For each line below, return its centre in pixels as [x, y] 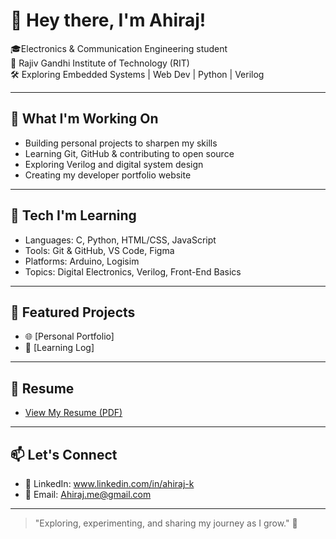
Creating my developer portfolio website [108, 175]
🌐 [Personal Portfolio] [69, 336]
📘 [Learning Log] [59, 348]
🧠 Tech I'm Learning [73, 215]
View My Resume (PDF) [73, 413]
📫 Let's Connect [64, 454]
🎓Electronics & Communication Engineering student [119, 48]
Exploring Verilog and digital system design [114, 164]
